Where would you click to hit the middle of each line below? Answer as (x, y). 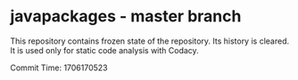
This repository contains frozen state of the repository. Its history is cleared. (149, 41)
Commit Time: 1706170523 (59, 68)
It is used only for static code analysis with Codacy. (104, 50)
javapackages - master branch (126, 16)
